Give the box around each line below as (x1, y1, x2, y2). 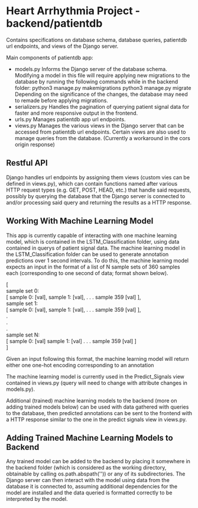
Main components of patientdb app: (6, 54, 93, 61)
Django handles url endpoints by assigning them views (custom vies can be (6, 173, 190, 181)
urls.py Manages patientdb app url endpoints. (14, 115, 126, 122)
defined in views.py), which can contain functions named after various (6, 180, 178, 187)
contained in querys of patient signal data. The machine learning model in (6, 244, 186, 251)
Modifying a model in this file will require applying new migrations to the (14, 72, 190, 79)
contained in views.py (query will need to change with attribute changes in (6, 379, 188, 386)
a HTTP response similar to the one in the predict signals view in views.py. (6, 416, 187, 423)
